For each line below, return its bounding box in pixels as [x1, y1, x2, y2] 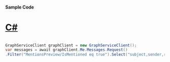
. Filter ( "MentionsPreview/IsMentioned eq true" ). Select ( [5, 52, 128, 57]
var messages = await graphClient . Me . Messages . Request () [5, 47, 128, 52]
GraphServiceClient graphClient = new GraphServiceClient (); [5, 43, 137, 48]
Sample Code [5, 4, 34, 10]
